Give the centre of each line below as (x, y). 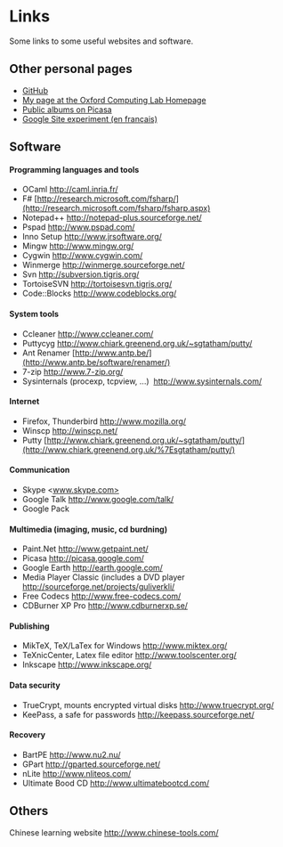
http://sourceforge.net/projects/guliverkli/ (98, 587)
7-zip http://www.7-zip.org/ (73, 371)
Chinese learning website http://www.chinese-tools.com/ (114, 832)
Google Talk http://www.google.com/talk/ (98, 499)
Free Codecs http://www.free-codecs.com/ (101, 596)
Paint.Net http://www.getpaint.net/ (85, 549)
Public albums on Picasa (67, 110)
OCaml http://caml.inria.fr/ (70, 190)
